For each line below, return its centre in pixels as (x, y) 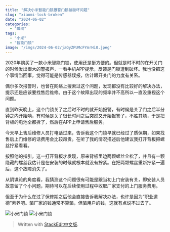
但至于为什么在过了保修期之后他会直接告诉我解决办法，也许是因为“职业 (79, 196)
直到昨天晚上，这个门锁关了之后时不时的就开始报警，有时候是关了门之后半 (83, 109)
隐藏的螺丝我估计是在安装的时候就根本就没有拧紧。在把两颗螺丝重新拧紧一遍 (85, 162)
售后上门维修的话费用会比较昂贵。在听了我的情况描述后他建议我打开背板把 (83, 139)
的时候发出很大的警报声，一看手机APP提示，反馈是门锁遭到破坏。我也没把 (83, 69)
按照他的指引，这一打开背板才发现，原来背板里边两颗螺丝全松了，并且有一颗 (85, 156)
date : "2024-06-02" (26, 19)
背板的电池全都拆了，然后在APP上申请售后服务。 (56, 122)
